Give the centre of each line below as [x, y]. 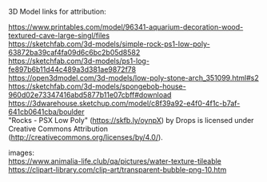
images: [21, 152]
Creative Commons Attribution [58, 129]
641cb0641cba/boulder [46, 112]
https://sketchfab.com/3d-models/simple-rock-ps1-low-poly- [109, 44]
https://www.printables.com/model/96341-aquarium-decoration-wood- [126, 27]
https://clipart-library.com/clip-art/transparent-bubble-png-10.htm [118, 170]
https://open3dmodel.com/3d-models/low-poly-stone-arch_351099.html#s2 [133, 78]
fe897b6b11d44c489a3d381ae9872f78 [72, 69]
